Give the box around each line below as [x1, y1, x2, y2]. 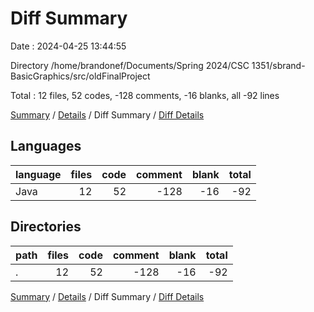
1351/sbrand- [251, 59, 306, 71]
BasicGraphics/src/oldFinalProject [10, 70, 151, 82]
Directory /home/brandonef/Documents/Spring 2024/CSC [10, 59, 250, 71]
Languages [10, 138, 82, 155]
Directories [10, 218, 82, 236]
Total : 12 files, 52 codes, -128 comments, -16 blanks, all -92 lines [10, 89, 280, 101]
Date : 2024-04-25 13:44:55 [10, 40, 127, 52]
